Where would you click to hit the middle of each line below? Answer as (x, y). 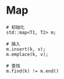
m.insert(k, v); (26, 49)
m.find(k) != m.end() (33, 71)
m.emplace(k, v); (27, 54)
